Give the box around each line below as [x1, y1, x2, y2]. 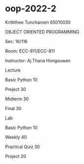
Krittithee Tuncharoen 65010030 [5, 19, 71, 25]
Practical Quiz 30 [5, 144, 40, 150]
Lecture [5, 67, 21, 73]
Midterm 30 [5, 96, 29, 102]
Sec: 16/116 [5, 38, 28, 44]
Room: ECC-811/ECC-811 [5, 48, 55, 54]
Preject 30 [5, 86, 26, 92]
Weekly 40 [5, 134, 27, 140]
